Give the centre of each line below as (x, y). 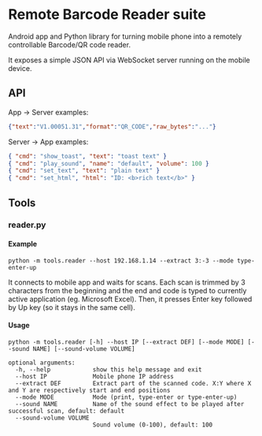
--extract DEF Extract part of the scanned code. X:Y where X (133, 383)
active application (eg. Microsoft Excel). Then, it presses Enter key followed (130, 299)
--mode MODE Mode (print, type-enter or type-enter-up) (126, 397)
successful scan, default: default (66, 411)
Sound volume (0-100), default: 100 (153, 425)
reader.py (27, 225)
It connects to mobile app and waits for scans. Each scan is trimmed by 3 (127, 282)
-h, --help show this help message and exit (109, 369)
